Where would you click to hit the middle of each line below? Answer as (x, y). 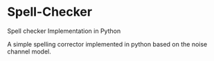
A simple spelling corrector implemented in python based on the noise (107, 44)
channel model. (29, 51)
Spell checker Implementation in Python (64, 31)
